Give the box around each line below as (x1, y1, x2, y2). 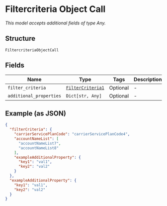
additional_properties (7, 93, 61, 99)
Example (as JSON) (5, 109, 66, 117)
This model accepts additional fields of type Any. (5, 20, 106, 26)
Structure (5, 34, 36, 43)
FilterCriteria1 (66, 85, 104, 91)
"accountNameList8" (18, 145, 59, 150)
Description (133, 76, 163, 83)
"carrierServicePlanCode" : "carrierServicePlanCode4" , (14, 132, 130, 137)
